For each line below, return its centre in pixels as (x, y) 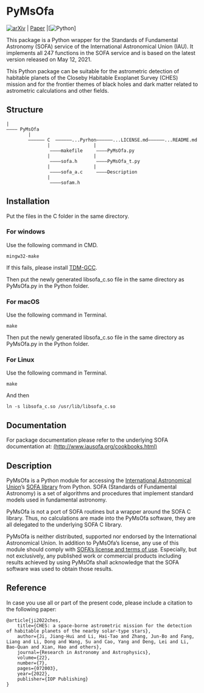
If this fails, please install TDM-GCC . (52, 267)
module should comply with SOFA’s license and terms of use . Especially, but (101, 550)
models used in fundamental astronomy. (57, 500)
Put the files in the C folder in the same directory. (68, 216)
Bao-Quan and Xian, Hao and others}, (54, 647)
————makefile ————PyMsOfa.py (92, 151)
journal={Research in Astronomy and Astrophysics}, (84, 652)
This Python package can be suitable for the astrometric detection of (93, 71)
